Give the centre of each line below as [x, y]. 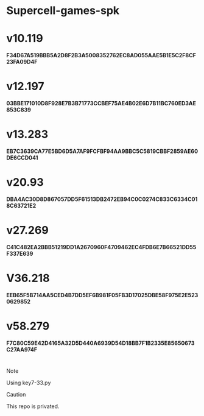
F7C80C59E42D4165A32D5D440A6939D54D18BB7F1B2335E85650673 [100, 343]
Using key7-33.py [29, 383]
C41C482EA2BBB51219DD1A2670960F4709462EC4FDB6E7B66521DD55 [101, 247]
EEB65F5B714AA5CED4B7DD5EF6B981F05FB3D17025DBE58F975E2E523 [102, 295]
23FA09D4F [22, 62]
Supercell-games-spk [63, 11]
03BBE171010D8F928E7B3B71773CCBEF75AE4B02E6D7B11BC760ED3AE [101, 104]
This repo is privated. [33, 406]
